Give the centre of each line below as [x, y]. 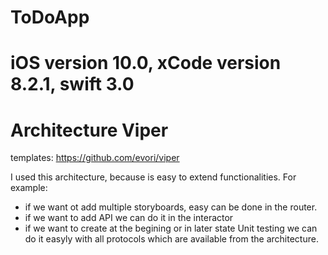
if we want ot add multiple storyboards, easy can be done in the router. [171, 207]
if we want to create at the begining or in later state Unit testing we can [171, 228]
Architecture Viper [89, 130]
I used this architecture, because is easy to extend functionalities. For [153, 177]
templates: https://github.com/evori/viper [95, 158]
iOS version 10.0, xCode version [146, 63]
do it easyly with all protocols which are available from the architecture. [171, 239]
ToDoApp [50, 17]
